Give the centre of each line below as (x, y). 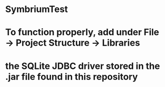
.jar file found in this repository (72, 77)
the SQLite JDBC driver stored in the (83, 66)
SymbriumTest (37, 9)
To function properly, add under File (82, 32)
